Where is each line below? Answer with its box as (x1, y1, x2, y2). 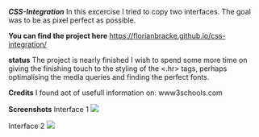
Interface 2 (8, 121, 45, 131)
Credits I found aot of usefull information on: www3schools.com (8, 88, 223, 98)
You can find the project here (8, 31, 108, 40)
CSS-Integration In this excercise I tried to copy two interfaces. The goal (8, 7, 252, 16)
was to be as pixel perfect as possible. (8, 15, 136, 25)
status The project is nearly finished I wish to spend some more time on (8, 56, 248, 64)
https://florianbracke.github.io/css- (109, 31, 226, 40)
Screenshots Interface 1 (8, 105, 89, 114)
